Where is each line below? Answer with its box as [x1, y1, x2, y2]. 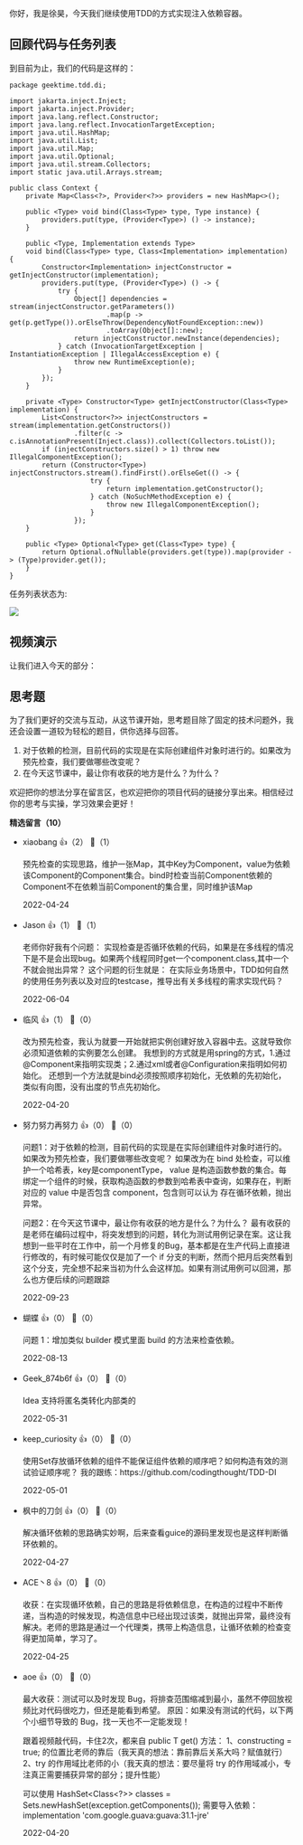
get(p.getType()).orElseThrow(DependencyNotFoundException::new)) [9, 317, 264, 327]
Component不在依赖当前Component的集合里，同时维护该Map [22, 881, 253, 893]
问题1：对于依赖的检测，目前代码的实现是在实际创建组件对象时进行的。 [22, 1142, 287, 1153]
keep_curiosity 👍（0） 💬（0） [22, 1433, 137, 1444]
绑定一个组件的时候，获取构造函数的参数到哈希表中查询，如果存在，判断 [22, 1176, 291, 1187]
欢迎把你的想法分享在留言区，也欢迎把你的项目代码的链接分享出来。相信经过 [9, 787, 294, 798]
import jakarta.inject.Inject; [9, 96, 127, 106]
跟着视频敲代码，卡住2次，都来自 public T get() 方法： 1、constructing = [22, 1736, 292, 1746]
